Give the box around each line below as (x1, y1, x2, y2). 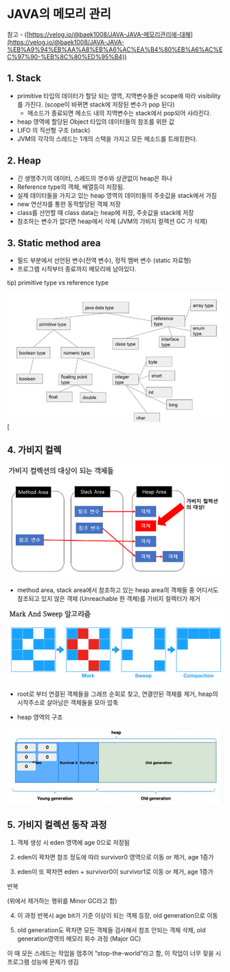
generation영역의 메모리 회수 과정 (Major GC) (16, 935, 141, 943)
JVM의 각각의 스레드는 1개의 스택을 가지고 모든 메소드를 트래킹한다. (16, 135, 198, 143)
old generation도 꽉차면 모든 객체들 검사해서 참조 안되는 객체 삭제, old (16, 926, 206, 934)
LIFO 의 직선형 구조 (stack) (16, 126, 91, 134)
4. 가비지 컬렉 (7, 444, 62, 456)
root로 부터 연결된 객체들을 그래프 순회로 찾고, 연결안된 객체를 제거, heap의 (16, 690, 218, 698)
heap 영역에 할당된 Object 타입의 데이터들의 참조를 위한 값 (16, 117, 175, 126)
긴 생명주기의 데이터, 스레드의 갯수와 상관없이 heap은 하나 (16, 174, 173, 182)
